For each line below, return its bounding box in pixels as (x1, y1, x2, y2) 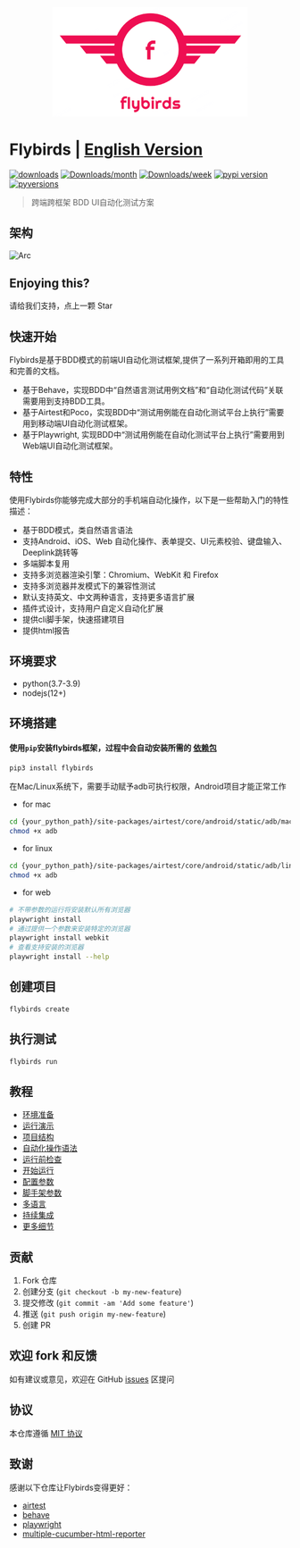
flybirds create (9, 1004, 70, 1014)
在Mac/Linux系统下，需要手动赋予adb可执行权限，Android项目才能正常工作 (9, 781, 287, 792)
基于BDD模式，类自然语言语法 (21, 525, 134, 536)
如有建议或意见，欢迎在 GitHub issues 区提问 (9, 1374, 175, 1385)
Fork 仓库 (21, 1276, 58, 1286)
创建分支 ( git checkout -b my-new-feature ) (21, 1286, 182, 1297)
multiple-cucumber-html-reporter (21, 1528, 146, 1539)
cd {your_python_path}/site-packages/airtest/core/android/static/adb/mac (9, 817, 294, 826)
